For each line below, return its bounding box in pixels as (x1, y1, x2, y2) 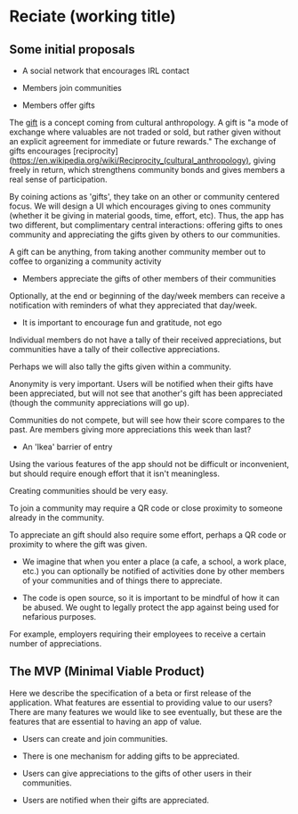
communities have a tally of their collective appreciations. (9, 344, 221, 354)
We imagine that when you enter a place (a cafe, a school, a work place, (21, 556, 287, 567)
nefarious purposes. (21, 612, 97, 621)
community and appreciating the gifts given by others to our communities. (9, 229, 280, 240)
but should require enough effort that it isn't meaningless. (9, 468, 221, 479)
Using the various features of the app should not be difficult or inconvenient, (9, 459, 289, 469)
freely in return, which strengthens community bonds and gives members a (9, 165, 286, 175)
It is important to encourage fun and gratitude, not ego (21, 317, 222, 327)
